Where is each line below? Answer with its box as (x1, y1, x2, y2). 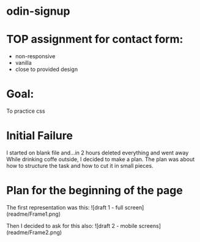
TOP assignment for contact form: (6, 32, 183, 47)
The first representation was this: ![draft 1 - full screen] (6, 203, 144, 211)
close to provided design (15, 66, 78, 73)
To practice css (6, 107, 45, 115)
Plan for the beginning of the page (6, 184, 183, 197)
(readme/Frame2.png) (6, 229, 62, 236)
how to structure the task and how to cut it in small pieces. (6, 162, 154, 169)
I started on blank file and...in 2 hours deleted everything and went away (6, 149, 189, 156)
